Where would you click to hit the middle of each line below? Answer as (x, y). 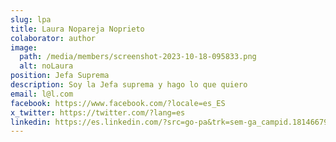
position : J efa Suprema (60, 76)
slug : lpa (31, 19)
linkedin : (31, 122)
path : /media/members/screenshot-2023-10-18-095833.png (138, 57)
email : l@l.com (42, 94)
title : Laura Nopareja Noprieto (77, 29)
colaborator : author (53, 38)
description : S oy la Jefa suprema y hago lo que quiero (129, 85)
